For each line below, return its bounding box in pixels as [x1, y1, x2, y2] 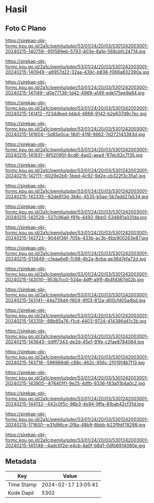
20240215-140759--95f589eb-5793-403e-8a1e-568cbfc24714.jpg [5, 49, 146, 54]
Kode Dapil [8, 489, 34, 496]
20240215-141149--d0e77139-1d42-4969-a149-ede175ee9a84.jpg [5, 90, 145, 95]
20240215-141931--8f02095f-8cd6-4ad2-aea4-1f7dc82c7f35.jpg [5, 152, 143, 158]
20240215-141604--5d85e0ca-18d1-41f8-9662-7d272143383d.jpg [5, 131, 145, 137]
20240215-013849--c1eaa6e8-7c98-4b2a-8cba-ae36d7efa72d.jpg [5, 256, 146, 261]
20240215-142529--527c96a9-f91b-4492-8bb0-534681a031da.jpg [5, 214, 147, 220]
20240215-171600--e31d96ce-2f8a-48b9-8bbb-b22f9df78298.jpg [5, 422, 146, 427]
